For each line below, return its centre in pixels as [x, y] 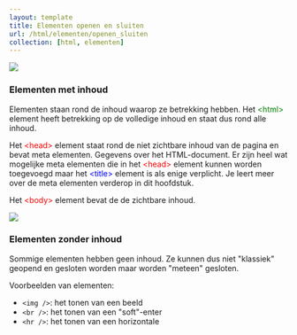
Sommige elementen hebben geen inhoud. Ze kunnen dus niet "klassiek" [142, 259]
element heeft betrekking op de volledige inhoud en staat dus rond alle [138, 118]
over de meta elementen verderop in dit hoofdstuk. [102, 183]
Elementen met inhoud [59, 90]
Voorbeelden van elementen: [62, 285]
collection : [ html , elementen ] [67, 42]
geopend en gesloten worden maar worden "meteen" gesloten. [124, 268]
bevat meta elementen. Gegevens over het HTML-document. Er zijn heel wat [148, 154]
